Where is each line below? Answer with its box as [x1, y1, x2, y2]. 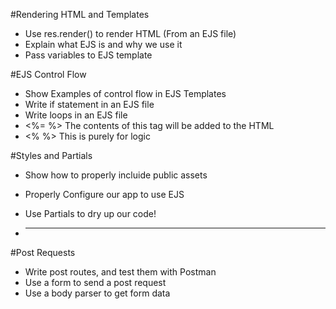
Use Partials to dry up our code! [24, 208, 157, 219]
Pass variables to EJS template [24, 49, 153, 61]
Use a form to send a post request [24, 277, 167, 288]
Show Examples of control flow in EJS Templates [24, 88, 227, 99]
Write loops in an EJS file [24, 109, 128, 121]
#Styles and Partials [10, 150, 93, 161]
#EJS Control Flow [10, 69, 87, 80]
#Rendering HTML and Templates [10, 9, 150, 20]
